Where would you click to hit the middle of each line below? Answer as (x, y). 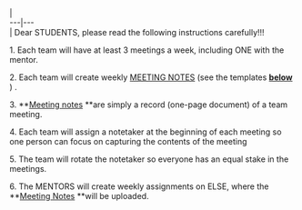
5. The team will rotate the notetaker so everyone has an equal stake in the (149, 159)
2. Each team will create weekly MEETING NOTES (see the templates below (151, 77)
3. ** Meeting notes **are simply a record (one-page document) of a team (149, 105)
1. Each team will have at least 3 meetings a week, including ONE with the (147, 50)
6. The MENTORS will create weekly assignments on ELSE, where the (139, 186)
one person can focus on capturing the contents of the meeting (128, 141)
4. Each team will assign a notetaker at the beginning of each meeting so (146, 132)
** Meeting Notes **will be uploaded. (79, 196)
